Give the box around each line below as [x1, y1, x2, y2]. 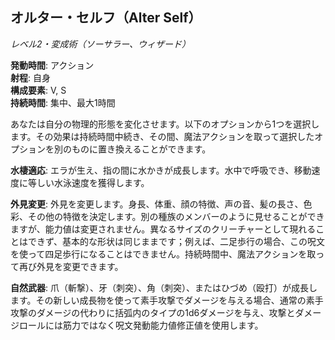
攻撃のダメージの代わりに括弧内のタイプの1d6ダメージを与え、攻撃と [10, 306, 296, 318]
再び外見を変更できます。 [18, 260, 124, 272]
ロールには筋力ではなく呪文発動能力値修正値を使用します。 [18, 319, 264, 331]
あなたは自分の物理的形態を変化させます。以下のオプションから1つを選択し [10, 118, 320, 130]
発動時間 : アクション [10, 59, 95, 71]
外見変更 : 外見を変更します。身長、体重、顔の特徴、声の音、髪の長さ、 [10, 198, 304, 210]
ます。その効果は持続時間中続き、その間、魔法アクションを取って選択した [10, 130, 315, 142]
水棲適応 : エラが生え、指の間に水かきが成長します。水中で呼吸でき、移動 [10, 164, 312, 176]
